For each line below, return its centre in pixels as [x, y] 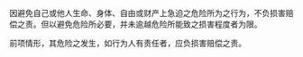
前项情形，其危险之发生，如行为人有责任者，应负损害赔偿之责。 [128, 43]
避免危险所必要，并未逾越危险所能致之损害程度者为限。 [159, 24]
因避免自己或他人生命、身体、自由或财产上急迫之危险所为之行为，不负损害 [147, 13]
